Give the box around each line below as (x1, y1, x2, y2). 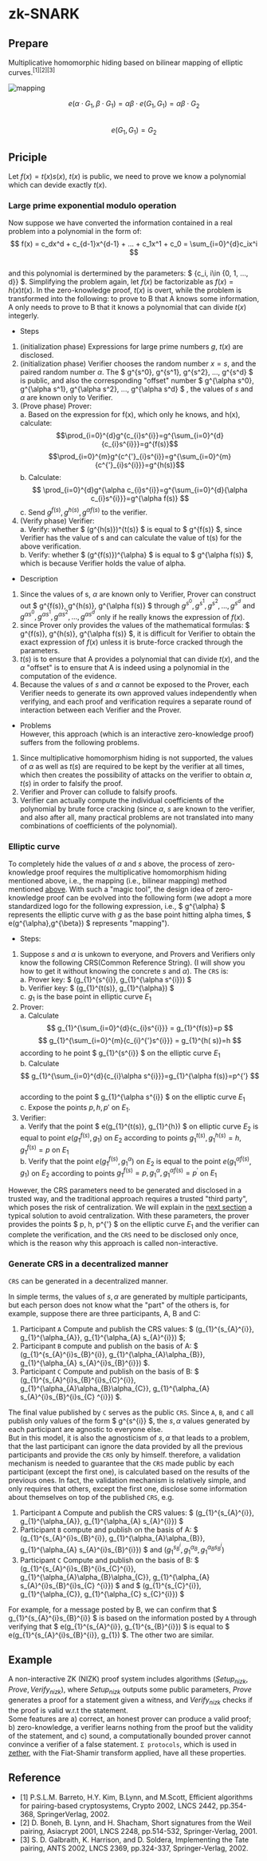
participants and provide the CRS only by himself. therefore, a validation (8, 1450, 241, 1460)
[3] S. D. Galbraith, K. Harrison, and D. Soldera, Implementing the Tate (19, 1835, 249, 1844)
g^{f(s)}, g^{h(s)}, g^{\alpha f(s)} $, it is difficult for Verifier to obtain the (19, 629, 256, 639)
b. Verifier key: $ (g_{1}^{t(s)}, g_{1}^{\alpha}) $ (19, 983, 175, 993)
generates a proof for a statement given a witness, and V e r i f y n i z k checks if (8, 1695, 253, 1706)
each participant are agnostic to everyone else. (8, 1425, 163, 1434)
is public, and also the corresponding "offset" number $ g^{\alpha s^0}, (19, 376, 255, 386)
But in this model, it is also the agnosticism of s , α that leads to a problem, (8, 1433, 250, 1442)
